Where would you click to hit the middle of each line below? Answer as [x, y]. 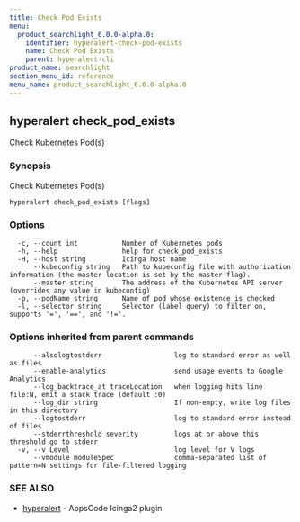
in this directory [44, 410]
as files [26, 364]
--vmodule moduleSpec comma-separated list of [150, 458]
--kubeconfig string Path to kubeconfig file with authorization [162, 267]
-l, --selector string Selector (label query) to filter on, [142, 307]
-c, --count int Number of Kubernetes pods [120, 244]
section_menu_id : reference [62, 76]
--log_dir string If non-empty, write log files [162, 403]
